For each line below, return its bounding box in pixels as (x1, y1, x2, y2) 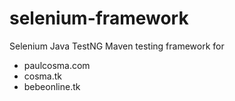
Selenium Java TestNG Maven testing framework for (9, 40, 225, 52)
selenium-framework (9, 7, 189, 30)
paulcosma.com (23, 59, 91, 71)
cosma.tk (23, 70, 63, 82)
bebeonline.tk (23, 80, 81, 92)
